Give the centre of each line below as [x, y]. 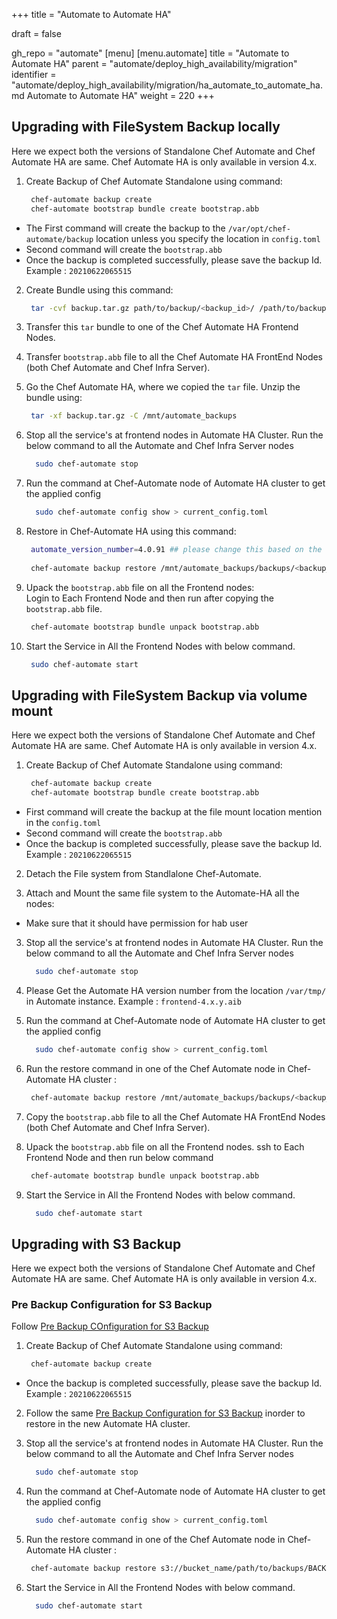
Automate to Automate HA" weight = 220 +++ [120, 95]
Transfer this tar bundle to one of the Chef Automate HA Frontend [162, 327]
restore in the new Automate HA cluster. [108, 1424]
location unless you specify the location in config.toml [208, 238]
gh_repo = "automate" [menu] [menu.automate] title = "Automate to [150, 53]
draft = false [36, 33]
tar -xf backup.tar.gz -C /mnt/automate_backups [134, 416]
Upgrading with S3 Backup [96, 1244]
